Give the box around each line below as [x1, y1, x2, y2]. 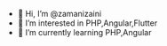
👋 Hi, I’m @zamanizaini [17, 9, 102, 19]
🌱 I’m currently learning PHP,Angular [17, 27, 152, 37]
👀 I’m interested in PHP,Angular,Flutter [17, 18, 158, 28]
